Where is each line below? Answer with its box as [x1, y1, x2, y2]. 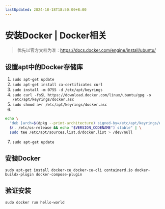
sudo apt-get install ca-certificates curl [12, 82, 103, 88]
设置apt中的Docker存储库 [5, 62, 83, 71]
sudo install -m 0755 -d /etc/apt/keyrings [12, 88, 103, 92]
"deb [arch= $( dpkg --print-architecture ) [9, 121, 96, 126]
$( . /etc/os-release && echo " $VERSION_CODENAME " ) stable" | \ [9, 125, 142, 130]
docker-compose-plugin [36, 172, 82, 177]
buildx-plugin [5, 172, 34, 177]
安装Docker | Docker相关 [5, 30, 107, 41]
